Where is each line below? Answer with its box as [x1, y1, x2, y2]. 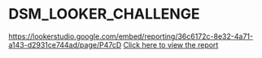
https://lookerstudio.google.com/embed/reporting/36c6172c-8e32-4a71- [8, 31, 254, 41]
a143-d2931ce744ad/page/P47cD [8, 39, 122, 49]
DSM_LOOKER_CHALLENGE [8, 5, 200, 23]
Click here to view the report [123, 39, 219, 49]
